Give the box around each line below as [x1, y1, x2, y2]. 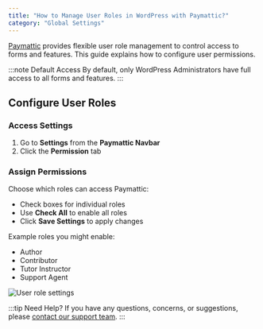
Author [19, 247, 43, 257]
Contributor [19, 256, 58, 265]
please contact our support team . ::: [8, 312, 126, 322]
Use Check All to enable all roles [19, 208, 127, 218]
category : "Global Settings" [8, 19, 105, 27]
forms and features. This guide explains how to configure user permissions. [8, 49, 256, 59]
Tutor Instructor [19, 264, 72, 274]
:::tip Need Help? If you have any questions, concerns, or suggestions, [8, 304, 238, 313]
